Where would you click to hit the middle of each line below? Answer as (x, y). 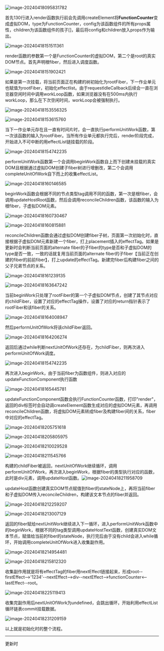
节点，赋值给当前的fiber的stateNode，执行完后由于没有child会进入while (82, 536)
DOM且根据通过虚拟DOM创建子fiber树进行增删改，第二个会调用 (69, 168)
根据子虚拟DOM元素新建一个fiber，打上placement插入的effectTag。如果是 (84, 241)
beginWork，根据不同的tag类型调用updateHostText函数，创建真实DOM (81, 530)
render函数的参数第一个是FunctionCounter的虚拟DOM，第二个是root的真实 (81, 56)
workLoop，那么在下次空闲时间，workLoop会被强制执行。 (64, 100)
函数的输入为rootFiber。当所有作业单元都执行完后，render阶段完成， (87, 135)
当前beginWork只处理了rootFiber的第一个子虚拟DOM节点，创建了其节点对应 (82, 295)
